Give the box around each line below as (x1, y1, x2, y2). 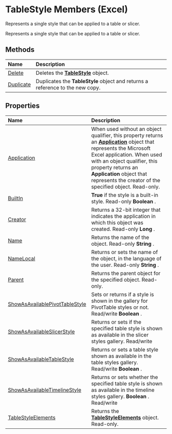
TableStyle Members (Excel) (5, 4, 128, 15)
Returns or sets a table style (91, 346, 159, 353)
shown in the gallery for (91, 297, 148, 304)
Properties (5, 102, 40, 110)
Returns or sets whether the (91, 373, 158, 381)
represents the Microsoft (91, 145, 151, 152)
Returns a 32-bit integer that (91, 206, 161, 213)
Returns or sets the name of (91, 248, 158, 255)
